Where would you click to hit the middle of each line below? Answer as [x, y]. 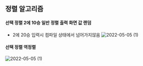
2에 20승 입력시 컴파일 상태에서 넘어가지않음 [56, 34]
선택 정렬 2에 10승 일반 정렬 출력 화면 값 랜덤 [48, 22]
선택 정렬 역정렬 [21, 47]
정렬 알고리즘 [24, 9]
